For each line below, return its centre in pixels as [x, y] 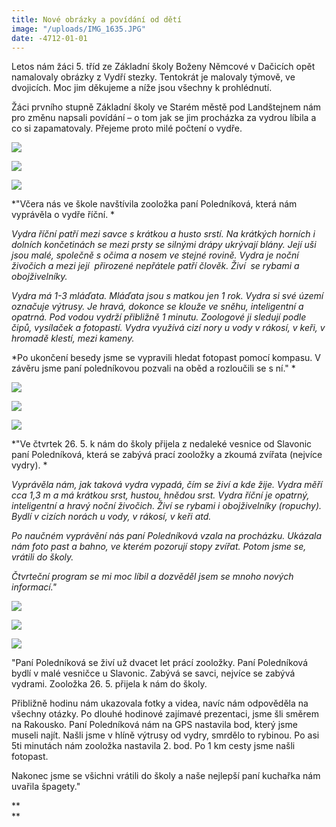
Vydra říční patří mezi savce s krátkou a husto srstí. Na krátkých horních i [163, 234]
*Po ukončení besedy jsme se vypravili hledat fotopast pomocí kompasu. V [166, 358]
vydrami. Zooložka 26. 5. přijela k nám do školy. [109, 684]
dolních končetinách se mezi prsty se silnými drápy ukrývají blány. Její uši [164, 245]
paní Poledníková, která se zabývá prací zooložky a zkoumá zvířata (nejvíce [167, 455]
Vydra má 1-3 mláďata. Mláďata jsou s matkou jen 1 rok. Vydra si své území [167, 296]
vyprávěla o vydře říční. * [63, 215]
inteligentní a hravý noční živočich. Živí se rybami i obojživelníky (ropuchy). [167, 506]
